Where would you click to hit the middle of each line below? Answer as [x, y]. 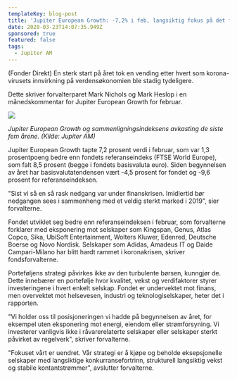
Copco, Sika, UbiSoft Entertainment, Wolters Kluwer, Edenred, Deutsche [112, 237]
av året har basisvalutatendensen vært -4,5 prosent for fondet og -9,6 [109, 172]
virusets [20, 80]
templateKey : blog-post [43, 14]
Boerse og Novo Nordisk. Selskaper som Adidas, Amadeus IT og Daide [110, 244]
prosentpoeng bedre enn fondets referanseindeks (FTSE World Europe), [113, 157]
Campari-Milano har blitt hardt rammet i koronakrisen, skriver [97, 251]
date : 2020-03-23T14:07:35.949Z [55, 27]
